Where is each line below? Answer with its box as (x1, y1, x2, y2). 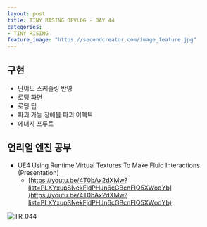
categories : (7, 23, 42, 30)
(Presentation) (17, 168, 60, 176)
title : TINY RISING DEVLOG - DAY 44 (7, 17, 115, 24)
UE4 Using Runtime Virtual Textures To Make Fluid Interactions (17, 161, 201, 169)
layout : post (7, 10, 46, 18)
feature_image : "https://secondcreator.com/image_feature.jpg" (7, 37, 197, 44)
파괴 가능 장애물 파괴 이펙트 (17, 110, 94, 119)
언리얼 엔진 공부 (7, 142, 72, 154)
